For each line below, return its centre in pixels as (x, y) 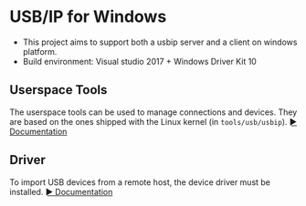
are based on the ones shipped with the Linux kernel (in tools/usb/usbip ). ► (153, 121)
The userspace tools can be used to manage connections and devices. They (153, 112)
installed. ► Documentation (61, 191)
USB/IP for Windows (88, 17)
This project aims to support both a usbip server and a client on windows (160, 42)
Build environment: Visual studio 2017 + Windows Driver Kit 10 (140, 61)
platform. (40, 51)
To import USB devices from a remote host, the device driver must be (140, 182)
